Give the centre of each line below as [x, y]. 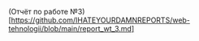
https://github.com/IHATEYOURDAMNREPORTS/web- [101, 20]
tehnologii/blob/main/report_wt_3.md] [71, 29]
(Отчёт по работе [39, 12]
